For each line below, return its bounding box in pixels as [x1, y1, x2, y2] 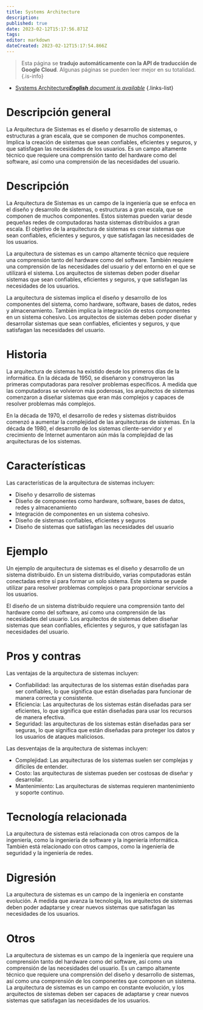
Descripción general [6, 106, 111, 119]
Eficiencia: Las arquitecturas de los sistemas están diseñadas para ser [15, 700, 191, 708]
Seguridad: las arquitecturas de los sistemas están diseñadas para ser [15, 720, 191, 727]
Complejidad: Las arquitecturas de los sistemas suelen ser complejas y [15, 756, 193, 764]
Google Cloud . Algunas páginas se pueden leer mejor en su [21, 66, 171, 73]
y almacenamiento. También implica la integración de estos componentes [6, 306, 190, 314]
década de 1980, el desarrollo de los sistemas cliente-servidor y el [6, 424, 173, 432]
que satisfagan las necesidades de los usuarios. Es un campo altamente [6, 145, 187, 152]
